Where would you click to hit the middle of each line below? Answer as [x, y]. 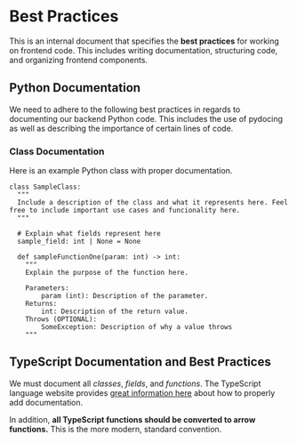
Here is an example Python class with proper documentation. [121, 171]
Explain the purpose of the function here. [107, 273]
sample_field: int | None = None [79, 242]
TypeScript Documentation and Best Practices [140, 362]
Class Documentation [57, 151]
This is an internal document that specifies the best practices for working [144, 41]
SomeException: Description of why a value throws [137, 327]
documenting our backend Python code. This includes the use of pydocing [146, 118]
